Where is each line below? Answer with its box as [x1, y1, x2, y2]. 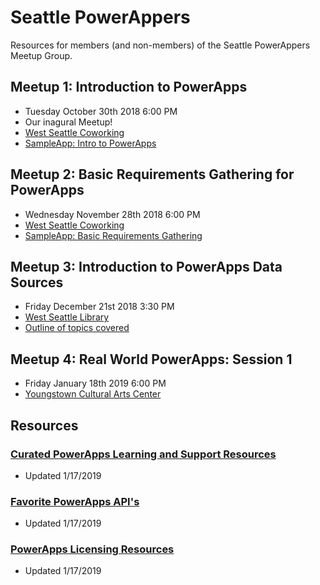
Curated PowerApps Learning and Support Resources [10, 447, 277, 461]
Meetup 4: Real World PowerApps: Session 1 [10, 351, 293, 368]
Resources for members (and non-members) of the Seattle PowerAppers [10, 39, 311, 51]
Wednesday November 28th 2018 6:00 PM [24, 208, 201, 220]
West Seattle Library [24, 311, 110, 323]
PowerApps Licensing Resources [10, 542, 175, 556]
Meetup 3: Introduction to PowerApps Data [10, 258, 283, 275]
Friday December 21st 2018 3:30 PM [24, 301, 175, 313]
